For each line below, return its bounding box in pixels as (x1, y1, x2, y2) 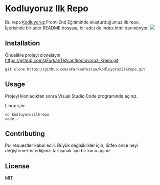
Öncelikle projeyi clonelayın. (5, 52, 62, 58)
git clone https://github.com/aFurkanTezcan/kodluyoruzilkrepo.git (5, 67, 146, 71)
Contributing (5, 129, 45, 138)
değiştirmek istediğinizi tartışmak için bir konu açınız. (5, 148, 112, 154)
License (5, 162, 30, 170)
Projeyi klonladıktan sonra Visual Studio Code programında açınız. (5, 93, 138, 99)
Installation (5, 39, 40, 47)
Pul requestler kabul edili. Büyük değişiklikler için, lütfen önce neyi (5, 142, 138, 148)
